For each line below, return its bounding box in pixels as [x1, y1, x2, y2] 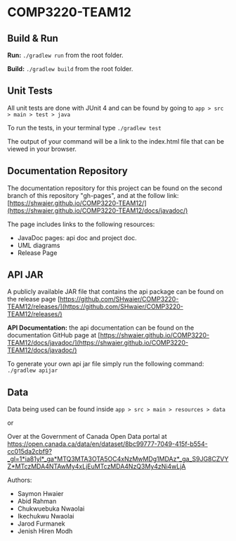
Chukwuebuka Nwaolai [17, 504, 85, 513]
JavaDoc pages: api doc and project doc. [17, 233, 137, 242]
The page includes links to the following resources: [7, 220, 155, 228]
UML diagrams [17, 241, 60, 249]
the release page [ [7, 295, 60, 304]
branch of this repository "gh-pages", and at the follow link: [7, 191, 179, 199]
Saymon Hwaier [17, 490, 64, 498]
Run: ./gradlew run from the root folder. [7, 51, 124, 59]
